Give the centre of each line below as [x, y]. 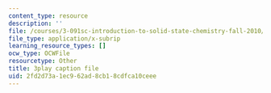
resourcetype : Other [43, 61]
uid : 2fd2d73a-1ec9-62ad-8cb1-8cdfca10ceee [83, 76]
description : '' [35, 23]
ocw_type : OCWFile [39, 53]
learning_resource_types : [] [57, 46]
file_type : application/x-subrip [65, 38]
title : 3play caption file [54, 69]
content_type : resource [48, 16]
